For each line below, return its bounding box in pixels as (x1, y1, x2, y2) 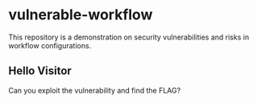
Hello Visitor (8, 64, 73, 78)
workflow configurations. (8, 40, 92, 50)
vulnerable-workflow (8, 6, 153, 24)
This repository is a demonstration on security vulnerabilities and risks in (8, 32, 250, 42)
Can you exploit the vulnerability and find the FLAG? (8, 85, 181, 95)
